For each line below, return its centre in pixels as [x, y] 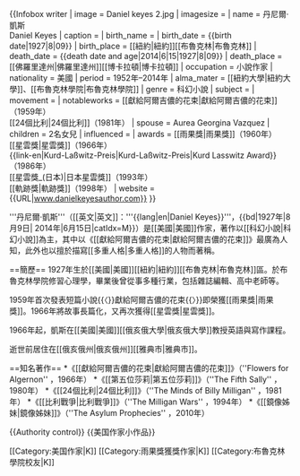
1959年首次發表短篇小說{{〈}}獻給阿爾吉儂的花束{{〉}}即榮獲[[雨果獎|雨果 [141, 300]
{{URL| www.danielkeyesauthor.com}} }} [83, 198]
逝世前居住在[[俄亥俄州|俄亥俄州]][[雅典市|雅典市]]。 [106, 349]
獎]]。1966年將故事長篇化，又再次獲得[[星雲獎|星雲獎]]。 [115, 311]
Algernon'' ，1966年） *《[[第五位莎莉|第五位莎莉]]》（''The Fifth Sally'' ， [146, 379]
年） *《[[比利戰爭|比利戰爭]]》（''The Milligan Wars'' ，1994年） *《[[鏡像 [146, 402]
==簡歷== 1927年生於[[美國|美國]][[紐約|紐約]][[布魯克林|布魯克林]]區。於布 [149, 269]
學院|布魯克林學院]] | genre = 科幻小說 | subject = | [161, 89]
